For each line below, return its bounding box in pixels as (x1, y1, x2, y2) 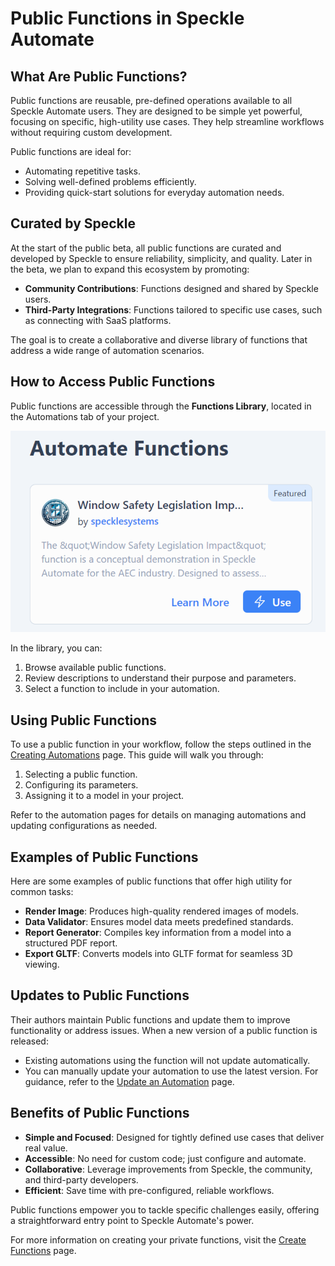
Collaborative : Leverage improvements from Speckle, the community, (24, 1163, 313, 1175)
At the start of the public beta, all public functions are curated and (10, 242, 282, 254)
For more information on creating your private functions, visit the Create (10, 1233, 307, 1246)
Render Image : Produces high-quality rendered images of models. (24, 905, 300, 917)
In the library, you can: (10, 642, 103, 654)
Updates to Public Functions (10, 987, 190, 1004)
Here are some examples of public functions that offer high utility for (10, 875, 293, 887)
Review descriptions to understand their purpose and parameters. (24, 672, 297, 684)
